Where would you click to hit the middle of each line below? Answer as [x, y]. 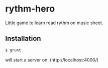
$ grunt [13, 50]
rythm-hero [30, 9]
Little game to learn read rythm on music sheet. [54, 23]
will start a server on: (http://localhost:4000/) [52, 60]
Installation [23, 39]
